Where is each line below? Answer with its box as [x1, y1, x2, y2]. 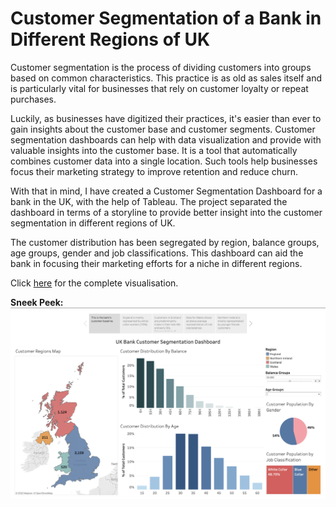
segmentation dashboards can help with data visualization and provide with [10, 133, 322, 146]
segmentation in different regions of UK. [10, 217, 176, 229]
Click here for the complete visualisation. [10, 277, 179, 289]
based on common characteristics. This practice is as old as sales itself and [10, 72, 323, 84]
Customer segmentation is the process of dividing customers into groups [10, 61, 312, 73]
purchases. [10, 93, 57, 105]
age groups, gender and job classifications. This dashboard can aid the [10, 247, 304, 259]
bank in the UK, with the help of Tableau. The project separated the [10, 195, 288, 207]
